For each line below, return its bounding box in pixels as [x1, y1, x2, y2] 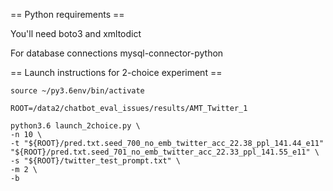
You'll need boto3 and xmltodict [10, 28, 142, 39]
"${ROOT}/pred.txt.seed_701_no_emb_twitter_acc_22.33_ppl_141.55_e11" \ [10, 147, 320, 157]
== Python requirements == [10, 9, 125, 20]
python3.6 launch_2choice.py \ [10, 121, 141, 131]
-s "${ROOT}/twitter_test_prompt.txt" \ [10, 156, 182, 166]
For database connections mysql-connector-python [10, 47, 224, 59]
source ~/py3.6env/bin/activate [10, 86, 145, 96]
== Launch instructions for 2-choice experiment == [10, 67, 223, 78]
